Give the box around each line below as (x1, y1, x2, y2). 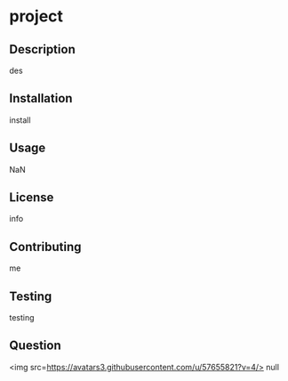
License (9, 190, 54, 206)
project (9, 6, 64, 27)
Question (9, 338, 61, 353)
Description (9, 42, 76, 57)
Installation (9, 91, 73, 106)
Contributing (9, 239, 82, 255)
